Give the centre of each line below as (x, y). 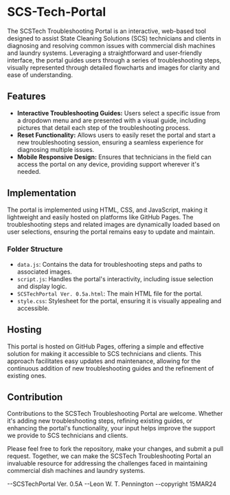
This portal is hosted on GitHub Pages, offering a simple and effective (105, 346)
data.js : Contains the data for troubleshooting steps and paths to (110, 264)
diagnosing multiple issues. (56, 149)
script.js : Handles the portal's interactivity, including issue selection (115, 278)
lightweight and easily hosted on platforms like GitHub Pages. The (100, 217)
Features (26, 97)
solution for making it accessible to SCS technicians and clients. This (104, 353)
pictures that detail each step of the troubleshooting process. (104, 127)
